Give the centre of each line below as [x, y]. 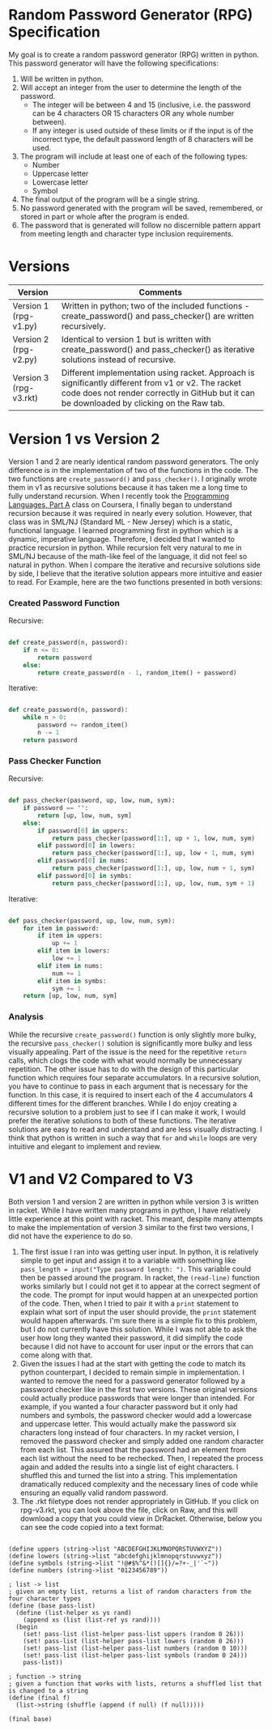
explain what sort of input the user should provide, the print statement [138, 1312]
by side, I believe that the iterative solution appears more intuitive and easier [136, 573]
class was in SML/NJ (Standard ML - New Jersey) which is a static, [121, 522]
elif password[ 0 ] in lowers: [87, 846]
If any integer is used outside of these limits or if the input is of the [142, 130]
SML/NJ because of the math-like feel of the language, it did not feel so [128, 556]
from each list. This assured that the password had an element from [133, 1449]
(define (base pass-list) [52, 1605]
